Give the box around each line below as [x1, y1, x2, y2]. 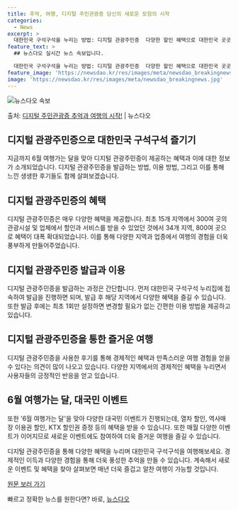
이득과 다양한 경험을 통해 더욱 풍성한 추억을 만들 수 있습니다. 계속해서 [25, 455, 217, 464]
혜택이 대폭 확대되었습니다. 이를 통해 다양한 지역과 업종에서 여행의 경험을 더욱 [14, 232, 229, 241]
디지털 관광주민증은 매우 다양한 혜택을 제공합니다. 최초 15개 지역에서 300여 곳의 [7, 215, 227, 223]
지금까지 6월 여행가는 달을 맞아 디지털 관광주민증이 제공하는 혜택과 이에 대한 [7, 154, 217, 163]
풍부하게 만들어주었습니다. [7, 242, 80, 250]
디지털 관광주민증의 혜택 [7, 194, 106, 206]
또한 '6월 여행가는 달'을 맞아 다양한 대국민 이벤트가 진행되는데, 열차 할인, [7, 414, 208, 422]
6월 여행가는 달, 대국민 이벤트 [7, 394, 128, 406]
